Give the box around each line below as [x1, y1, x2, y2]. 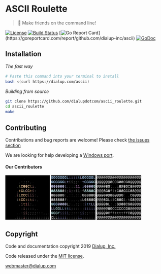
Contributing [5, 123, 47, 132]
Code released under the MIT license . [5, 253, 84, 259]
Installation [5, 50, 42, 58]
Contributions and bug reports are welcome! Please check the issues [5, 136, 150, 143]
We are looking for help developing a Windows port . [5, 152, 114, 158]
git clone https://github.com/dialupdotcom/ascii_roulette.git [5, 98, 142, 104]
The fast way [5, 63, 33, 69]
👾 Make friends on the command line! [17, 20, 96, 26]
